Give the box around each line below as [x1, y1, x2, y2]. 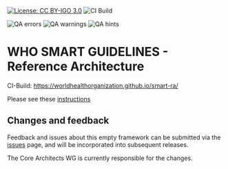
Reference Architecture [7, 59, 145, 74]
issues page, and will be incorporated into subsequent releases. [7, 140, 189, 148]
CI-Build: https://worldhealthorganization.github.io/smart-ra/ [7, 81, 178, 90]
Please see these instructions [7, 95, 91, 103]
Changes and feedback [7, 115, 110, 127]
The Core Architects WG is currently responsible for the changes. [7, 154, 193, 162]
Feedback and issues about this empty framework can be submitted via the [7, 133, 221, 141]
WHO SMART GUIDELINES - [7, 44, 169, 60]
